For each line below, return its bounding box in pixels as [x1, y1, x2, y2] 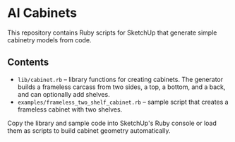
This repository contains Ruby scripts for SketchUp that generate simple [7, 28, 217, 37]
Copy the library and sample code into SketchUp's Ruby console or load [7, 119, 217, 127]
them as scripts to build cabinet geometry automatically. [7, 126, 171, 135]
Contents [7, 57, 49, 69]
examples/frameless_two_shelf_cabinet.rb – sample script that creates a [17, 97, 229, 106]
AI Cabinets [7, 5, 78, 21]
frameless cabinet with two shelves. [17, 105, 123, 114]
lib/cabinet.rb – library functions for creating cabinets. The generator [17, 75, 224, 83]
